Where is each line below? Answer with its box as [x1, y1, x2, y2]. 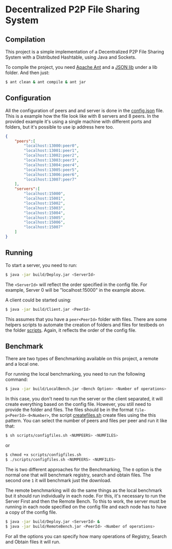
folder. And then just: [5, 69, 50, 76]
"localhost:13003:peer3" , [24, 158, 80, 163]
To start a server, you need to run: [5, 262, 78, 268]
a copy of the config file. [5, 509, 58, 515]
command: [5, 377, 28, 383]
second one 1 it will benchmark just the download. [5, 477, 111, 483]
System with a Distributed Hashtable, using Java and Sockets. [5, 54, 137, 60]
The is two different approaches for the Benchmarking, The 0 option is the [5, 466, 162, 472]
